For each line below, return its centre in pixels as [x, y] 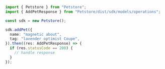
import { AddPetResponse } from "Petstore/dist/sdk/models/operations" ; [83, 12]
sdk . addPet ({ [19, 30]
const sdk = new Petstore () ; [36, 21]
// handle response [35, 53]
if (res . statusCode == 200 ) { [41, 48]
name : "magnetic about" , [36, 34]
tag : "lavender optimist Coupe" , [45, 39]
